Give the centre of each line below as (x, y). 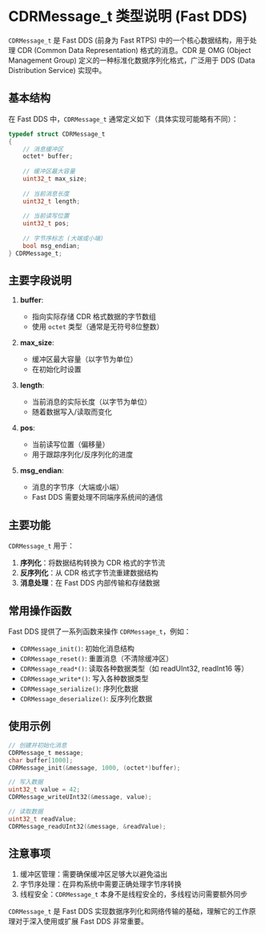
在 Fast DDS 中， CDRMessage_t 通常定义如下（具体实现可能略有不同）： (123, 119)
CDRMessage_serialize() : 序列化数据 (79, 689)
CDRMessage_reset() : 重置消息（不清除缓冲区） (96, 659)
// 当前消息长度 (46, 193)
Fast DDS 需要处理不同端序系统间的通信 (97, 497)
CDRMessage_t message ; (46, 752)
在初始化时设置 (56, 369)
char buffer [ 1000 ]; (41, 760)
